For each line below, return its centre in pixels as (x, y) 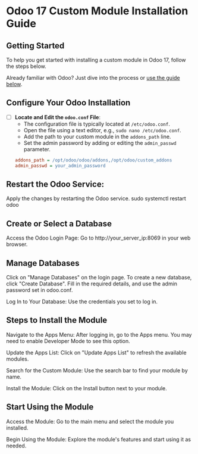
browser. (17, 244)
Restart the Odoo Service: (55, 184)
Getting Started (35, 46)
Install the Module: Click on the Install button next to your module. (87, 388)
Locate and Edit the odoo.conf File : (58, 117)
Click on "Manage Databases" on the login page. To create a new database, (99, 278)
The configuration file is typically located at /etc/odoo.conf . (97, 124)
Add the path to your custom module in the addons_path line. (97, 136)
